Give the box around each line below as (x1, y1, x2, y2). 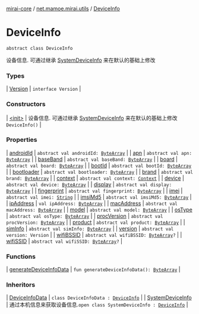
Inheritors (6, 281, 36, 289)
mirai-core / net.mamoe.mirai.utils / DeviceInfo (6, 5, 120, 12)
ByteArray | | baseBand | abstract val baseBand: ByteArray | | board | (6, 156, 178, 163)
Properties (6, 136, 37, 144)
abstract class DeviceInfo (6, 45, 73, 51)
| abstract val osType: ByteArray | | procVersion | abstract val (6, 212, 163, 219)
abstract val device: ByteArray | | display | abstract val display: (6, 180, 172, 188)
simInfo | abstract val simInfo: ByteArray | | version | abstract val (6, 225, 174, 232)
